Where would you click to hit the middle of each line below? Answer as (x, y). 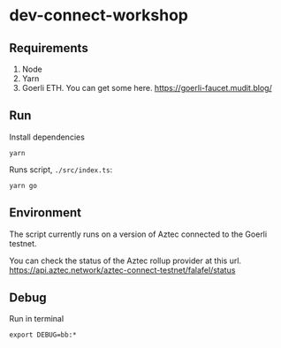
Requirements (49, 48)
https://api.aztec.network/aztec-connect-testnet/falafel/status (122, 269)
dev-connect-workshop (99, 15)
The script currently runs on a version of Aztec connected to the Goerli (138, 234)
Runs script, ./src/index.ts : (61, 170)
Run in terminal (37, 319)
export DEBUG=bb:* (43, 335)
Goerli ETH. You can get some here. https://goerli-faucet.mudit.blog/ (147, 88)
